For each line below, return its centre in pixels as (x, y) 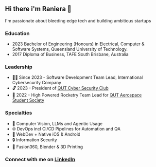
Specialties (19, 113)
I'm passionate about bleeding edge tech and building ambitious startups (78, 20)
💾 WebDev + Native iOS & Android (46, 134)
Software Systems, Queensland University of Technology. (70, 49)
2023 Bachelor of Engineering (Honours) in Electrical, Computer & (78, 44)
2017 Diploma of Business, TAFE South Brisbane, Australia (70, 55)
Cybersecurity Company (37, 83)
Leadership (19, 67)
